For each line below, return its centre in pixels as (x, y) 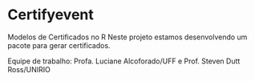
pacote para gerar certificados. (59, 45)
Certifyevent (51, 15)
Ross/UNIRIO (29, 69)
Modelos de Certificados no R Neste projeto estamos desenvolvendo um (127, 37)
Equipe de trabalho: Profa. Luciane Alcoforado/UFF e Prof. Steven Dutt (124, 61)
